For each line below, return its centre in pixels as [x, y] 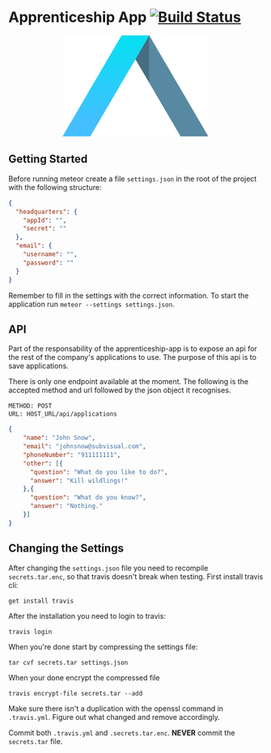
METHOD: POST [30, 406]
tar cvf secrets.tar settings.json [68, 662]
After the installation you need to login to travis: [87, 616]
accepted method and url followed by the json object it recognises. [120, 390]
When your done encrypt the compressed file [84, 677]
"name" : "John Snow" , [59, 438]
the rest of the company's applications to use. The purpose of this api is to [133, 357]
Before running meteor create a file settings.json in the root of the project [133, 179]
